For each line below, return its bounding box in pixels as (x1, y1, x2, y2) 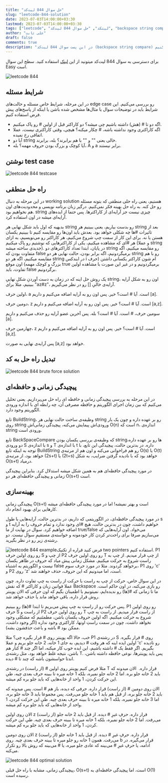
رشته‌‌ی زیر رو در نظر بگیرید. (5, 537, 58, 543)
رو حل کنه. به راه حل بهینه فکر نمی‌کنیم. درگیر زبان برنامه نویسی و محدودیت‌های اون (5, 204, 162, 210)
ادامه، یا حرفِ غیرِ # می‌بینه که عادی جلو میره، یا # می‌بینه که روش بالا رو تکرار (5, 742, 150, 748)
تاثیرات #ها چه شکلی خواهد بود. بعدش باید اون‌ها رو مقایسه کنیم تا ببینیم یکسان (5, 229, 153, 235)
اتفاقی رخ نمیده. (12, 132, 43, 138)
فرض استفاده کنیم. (5, 112, 41, 118)
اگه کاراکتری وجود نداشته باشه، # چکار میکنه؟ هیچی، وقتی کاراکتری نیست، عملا (12, 127, 161, 133)
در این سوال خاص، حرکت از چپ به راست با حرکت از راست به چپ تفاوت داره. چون (5, 577, 162, 583)
